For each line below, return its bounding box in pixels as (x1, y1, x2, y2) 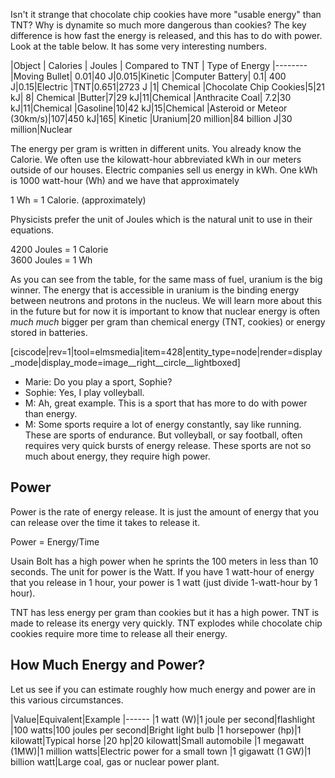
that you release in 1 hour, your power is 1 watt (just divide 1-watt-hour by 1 (10, 576, 318, 588)
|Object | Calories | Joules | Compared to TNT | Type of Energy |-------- (10, 60, 308, 71)
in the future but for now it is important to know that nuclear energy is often (10, 305, 321, 317)
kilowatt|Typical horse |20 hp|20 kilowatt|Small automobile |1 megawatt (10, 734, 305, 746)
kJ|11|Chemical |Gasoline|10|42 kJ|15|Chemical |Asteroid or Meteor (10, 102, 288, 114)
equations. (10, 224, 54, 236)
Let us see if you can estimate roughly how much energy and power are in (10, 683, 316, 695)
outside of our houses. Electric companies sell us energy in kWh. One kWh (10, 164, 318, 176)
